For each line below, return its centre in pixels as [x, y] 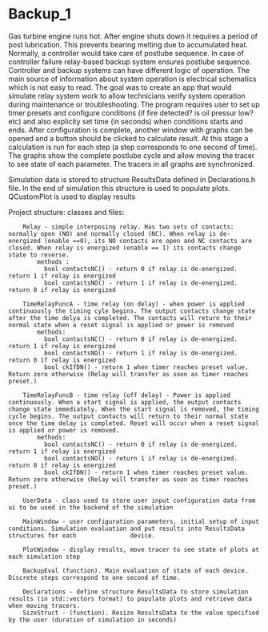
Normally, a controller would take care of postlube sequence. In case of [126, 53]
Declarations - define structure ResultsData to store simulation [136, 591]
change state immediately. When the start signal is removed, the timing [134, 409]
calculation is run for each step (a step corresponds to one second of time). [133, 147]
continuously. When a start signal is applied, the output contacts [125, 402]
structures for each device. [82, 535]
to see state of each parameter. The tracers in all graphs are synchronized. [132, 164]
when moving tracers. [44, 606]
